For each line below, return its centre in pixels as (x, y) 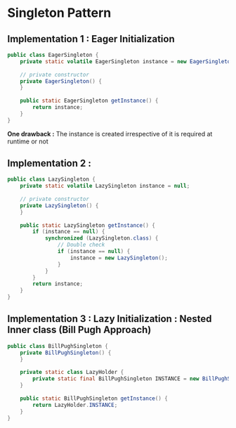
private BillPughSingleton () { (66, 353)
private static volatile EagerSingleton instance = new (104, 61)
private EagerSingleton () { (61, 81)
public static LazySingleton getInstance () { (88, 225)
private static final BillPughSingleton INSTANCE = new (116, 379)
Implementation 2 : (49, 163)
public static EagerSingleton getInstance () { (89, 101)
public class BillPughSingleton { (58, 346)
